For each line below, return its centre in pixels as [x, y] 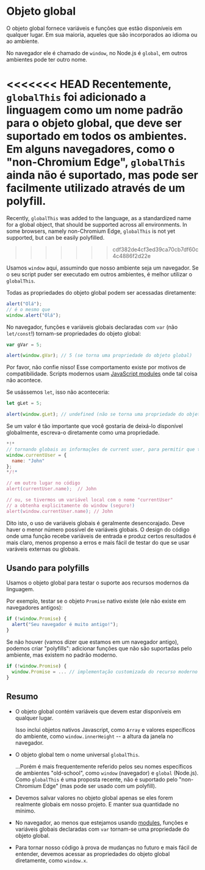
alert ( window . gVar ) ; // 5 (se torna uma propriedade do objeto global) [99, 356]
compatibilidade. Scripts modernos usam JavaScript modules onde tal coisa [102, 374]
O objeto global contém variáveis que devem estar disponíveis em [98, 711]
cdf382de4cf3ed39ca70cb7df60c [156, 249]
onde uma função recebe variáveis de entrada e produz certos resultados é [101, 536]
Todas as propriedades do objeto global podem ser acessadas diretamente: [101, 292]
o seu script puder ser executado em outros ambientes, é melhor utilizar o [99, 274]
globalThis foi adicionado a [76, 98]
